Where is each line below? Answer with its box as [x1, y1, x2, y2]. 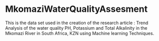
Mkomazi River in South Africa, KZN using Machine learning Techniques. [5, 30, 155, 36]
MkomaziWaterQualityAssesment [5, 3, 148, 15]
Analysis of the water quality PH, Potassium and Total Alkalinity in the [5, 25, 148, 31]
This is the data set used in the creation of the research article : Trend [5, 20, 149, 26]
